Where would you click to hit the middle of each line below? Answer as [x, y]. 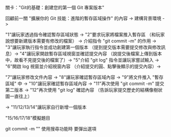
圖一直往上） [19, 96]
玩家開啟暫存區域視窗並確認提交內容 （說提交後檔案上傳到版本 [96, 53]
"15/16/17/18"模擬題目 [28, 118]
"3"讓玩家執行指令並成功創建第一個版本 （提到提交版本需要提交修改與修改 [83, 47]
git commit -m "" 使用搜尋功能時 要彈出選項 [51, 129]
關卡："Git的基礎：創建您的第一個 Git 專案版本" [55, 7]
